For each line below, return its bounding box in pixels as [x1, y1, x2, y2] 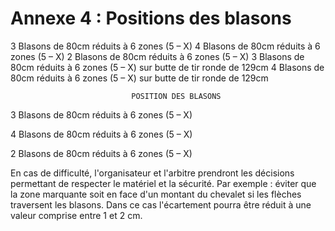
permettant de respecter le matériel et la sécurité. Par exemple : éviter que [10, 177, 317, 189]
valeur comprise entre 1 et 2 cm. [10, 209, 143, 221]
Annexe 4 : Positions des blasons [10, 7, 292, 30]
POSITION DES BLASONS [131, 91, 222, 101]
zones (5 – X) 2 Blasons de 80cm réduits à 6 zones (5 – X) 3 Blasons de [10, 50, 305, 62]
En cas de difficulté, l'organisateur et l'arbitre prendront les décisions [10, 167, 295, 179]
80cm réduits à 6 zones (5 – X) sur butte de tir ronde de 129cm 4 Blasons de [10, 61, 325, 73]
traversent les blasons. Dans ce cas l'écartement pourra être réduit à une [10, 198, 312, 211]
